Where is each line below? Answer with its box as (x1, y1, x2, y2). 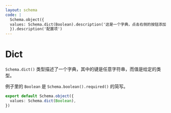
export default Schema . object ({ (5, 94, 74, 99)
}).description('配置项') (10, 27, 63, 32)
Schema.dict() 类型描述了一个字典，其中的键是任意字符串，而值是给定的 (5, 66, 157, 72)
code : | (5, 12, 22, 17)
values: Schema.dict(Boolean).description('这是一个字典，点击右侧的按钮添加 (10, 21, 166, 27)
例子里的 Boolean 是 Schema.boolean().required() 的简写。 (5, 83, 128, 89)
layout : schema (5, 7, 38, 13)
